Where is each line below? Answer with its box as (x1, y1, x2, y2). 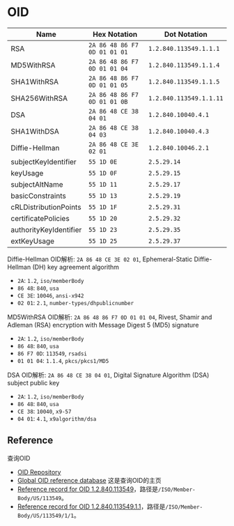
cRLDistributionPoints (10, 202, 81, 212)
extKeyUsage (10, 236, 54, 246)
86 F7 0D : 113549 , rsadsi (17, 349, 87, 357)
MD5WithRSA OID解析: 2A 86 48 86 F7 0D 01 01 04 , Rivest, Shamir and (7, 313, 212, 321)
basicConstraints (10, 191, 66, 201)
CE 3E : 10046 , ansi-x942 (17, 291, 84, 300)
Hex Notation (93, 29, 138, 39)
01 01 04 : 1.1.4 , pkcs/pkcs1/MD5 (17, 356, 109, 364)
